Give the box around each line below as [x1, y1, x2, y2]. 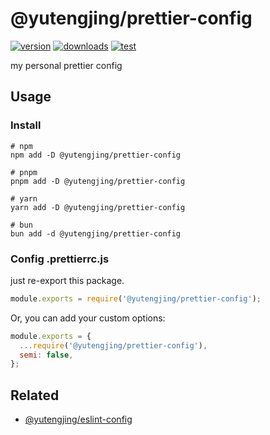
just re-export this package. [10, 274, 125, 286]
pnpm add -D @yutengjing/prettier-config [10, 176, 186, 186]
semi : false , [19, 350, 74, 360]
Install [10, 118, 42, 132]
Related [10, 387, 60, 404]
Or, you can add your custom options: [10, 312, 166, 324]
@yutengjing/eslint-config [24, 413, 133, 426]
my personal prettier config [10, 59, 123, 71]
